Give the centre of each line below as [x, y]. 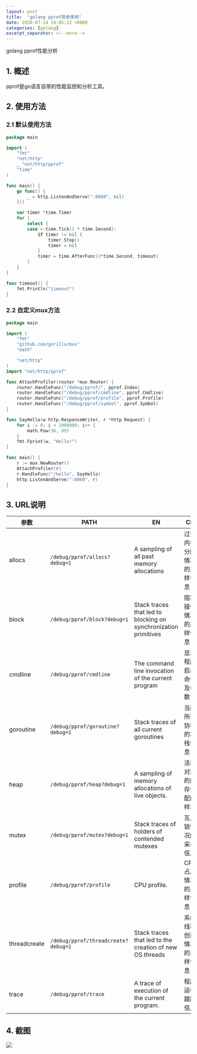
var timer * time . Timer [44, 213]
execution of [151, 991]
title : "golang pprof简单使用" [44, 17]
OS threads [150, 955]
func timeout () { [27, 283]
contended [149, 839]
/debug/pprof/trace [77, 994]
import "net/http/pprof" [36, 371]
